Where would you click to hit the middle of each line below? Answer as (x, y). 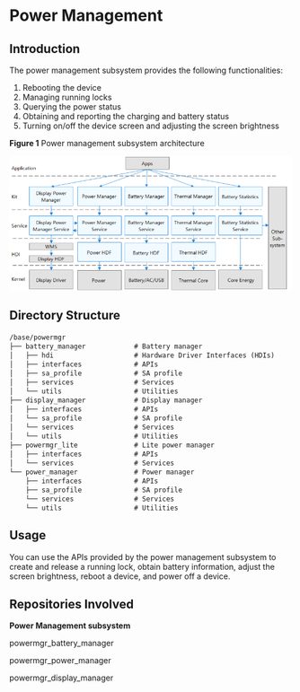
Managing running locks (67, 97)
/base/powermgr (38, 337)
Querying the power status (71, 107)
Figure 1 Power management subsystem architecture (107, 143)
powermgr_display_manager (62, 678)
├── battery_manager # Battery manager (106, 346)
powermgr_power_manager (61, 661)
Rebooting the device (62, 88)
